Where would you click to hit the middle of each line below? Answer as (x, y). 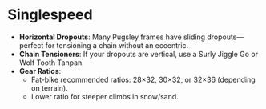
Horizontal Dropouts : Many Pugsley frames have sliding (112, 37)
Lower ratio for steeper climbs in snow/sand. (105, 96)
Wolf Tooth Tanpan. (52, 63)
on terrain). (50, 88)
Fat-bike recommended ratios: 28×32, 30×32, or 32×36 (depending (143, 79)
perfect (31, 45)
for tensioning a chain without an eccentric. (117, 45)
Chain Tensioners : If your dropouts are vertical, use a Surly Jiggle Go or (138, 54)
